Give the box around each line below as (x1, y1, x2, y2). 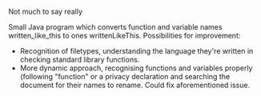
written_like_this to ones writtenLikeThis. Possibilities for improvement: (8, 31, 241, 40)
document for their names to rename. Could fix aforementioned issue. (19, 80, 251, 90)
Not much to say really (8, 7, 82, 16)
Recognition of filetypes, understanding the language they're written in (19, 46, 254, 55)
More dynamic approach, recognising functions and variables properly (19, 63, 253, 73)
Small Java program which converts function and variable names (8, 22, 223, 31)
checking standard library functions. (19, 55, 140, 64)
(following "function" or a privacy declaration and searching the (19, 72, 231, 81)
